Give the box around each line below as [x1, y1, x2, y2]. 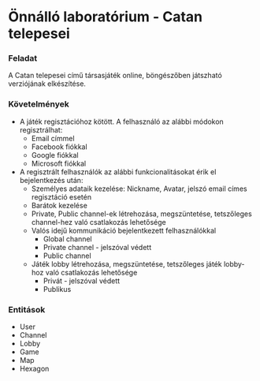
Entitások [8, 304, 46, 315]
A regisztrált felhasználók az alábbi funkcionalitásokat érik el [19, 166, 217, 177]
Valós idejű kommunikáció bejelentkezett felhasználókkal [31, 226, 217, 235]
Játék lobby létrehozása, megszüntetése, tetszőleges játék [31, 259, 222, 268]
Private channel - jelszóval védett [43, 242, 152, 252]
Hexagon [19, 364, 50, 374]
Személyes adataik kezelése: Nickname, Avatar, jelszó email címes [31, 184, 247, 193]
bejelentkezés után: [19, 175, 84, 185]
